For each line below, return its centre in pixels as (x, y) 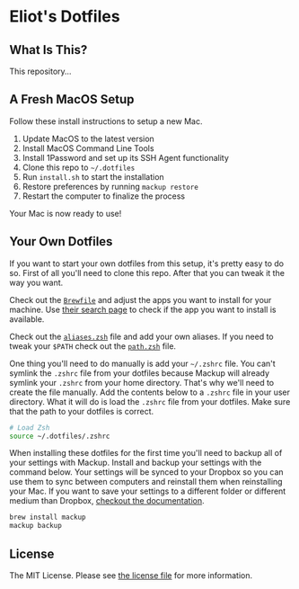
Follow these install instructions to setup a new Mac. (106, 121)
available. (27, 319)
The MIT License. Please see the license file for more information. (131, 575)
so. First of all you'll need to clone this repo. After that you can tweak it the (147, 272)
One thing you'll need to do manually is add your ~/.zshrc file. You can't (142, 363)
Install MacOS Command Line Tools (88, 148)
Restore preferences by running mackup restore (110, 186)
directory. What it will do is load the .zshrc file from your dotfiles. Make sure (150, 401)
